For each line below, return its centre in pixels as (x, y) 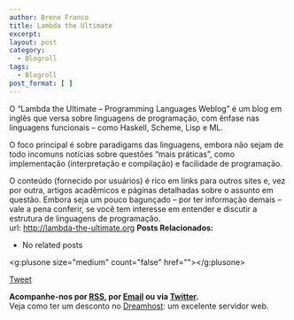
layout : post (33, 42)
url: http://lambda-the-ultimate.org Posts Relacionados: (112, 228)
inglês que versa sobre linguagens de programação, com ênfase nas (134, 118)
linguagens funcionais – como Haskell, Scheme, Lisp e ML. (116, 127)
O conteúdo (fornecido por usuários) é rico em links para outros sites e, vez (147, 180)
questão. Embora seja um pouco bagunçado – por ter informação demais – (145, 199)
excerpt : (25, 34)
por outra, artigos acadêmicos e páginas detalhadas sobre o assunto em (141, 190)
